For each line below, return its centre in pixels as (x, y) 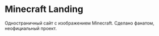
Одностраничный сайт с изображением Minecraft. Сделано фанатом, (79, 23)
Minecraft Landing (44, 9)
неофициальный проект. (31, 28)
